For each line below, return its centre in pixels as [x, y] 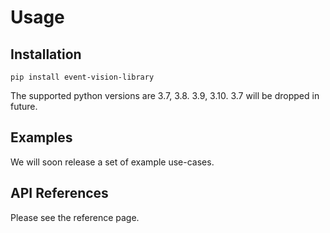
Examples [41, 137]
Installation [46, 54]
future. [24, 106]
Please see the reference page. [75, 217]
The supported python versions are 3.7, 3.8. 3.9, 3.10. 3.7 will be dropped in [165, 95]
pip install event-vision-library [82, 77]
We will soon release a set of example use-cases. [112, 162]
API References [59, 193]
